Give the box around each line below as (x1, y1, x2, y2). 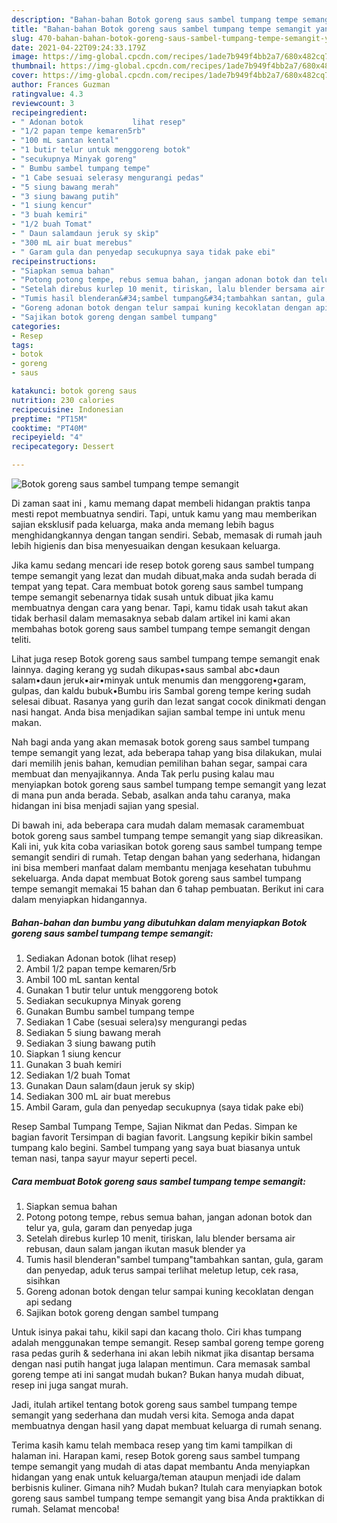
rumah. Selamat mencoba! (11, 1502, 120, 1515)
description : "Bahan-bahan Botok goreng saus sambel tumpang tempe (11, 14, 299, 25)
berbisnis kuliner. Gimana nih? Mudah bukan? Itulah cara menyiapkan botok (11, 1481, 323, 1493)
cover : (11, 71, 39, 81)
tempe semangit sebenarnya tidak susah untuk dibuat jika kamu (11, 591, 274, 603)
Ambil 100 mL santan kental (25, 973, 140, 985)
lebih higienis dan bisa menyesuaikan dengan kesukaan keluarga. (11, 540, 281, 551)
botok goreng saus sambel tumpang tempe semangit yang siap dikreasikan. (11, 830, 324, 841)
